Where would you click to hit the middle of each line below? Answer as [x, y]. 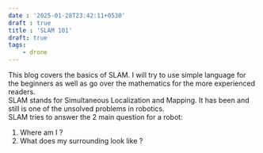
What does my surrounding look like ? [81, 141]
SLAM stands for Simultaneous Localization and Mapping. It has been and [129, 100]
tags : [17, 45]
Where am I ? [41, 132]
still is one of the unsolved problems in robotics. [86, 109]
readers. [22, 92]
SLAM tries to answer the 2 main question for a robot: [96, 117]
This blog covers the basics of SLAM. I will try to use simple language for [127, 75]
